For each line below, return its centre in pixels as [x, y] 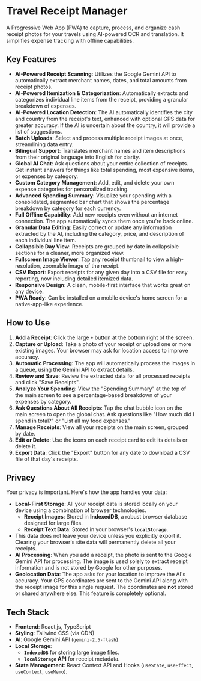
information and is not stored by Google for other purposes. [88, 568]
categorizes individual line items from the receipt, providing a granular [101, 99]
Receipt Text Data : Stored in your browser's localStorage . [96, 529]
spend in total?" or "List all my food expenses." [73, 421]
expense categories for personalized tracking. [72, 189]
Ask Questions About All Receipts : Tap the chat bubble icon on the [99, 408]
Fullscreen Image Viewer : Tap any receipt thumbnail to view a [92, 259]
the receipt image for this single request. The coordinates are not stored [104, 587]
